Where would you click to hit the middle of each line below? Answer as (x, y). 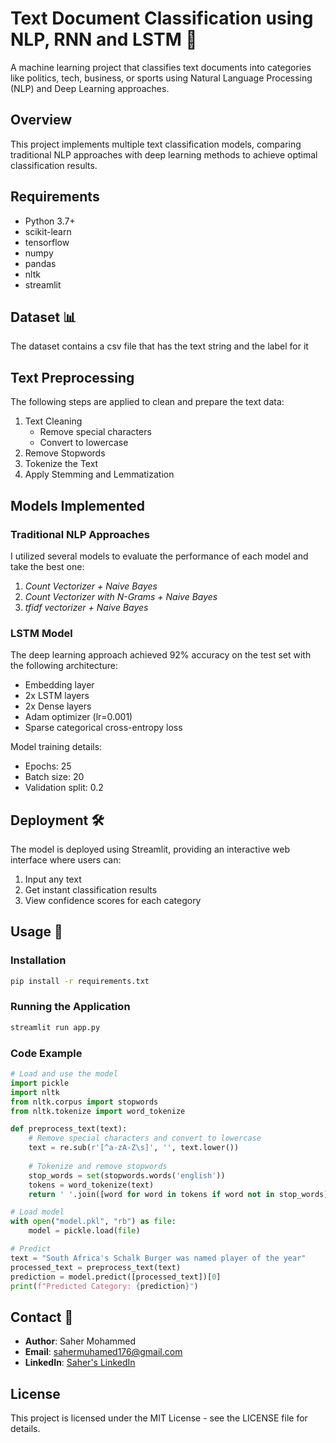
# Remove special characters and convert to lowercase (145, 1138)
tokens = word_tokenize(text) (91, 1185)
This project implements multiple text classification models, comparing (156, 144)
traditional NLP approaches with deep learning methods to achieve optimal (164, 154)
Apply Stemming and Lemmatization (99, 474)
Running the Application (70, 1007)
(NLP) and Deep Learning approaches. (90, 88)
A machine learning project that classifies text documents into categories (161, 67)
